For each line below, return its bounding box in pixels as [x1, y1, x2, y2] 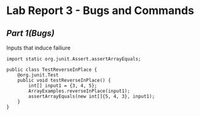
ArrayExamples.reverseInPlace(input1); [28, 88, 131, 94]
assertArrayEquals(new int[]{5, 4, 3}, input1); [28, 93, 155, 100]
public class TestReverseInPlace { [6, 67, 98, 73]
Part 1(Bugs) [6, 28, 55, 38]
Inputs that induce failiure [6, 44, 71, 51]
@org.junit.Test [17, 72, 60, 78]
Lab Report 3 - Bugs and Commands [6, 4, 194, 18]
